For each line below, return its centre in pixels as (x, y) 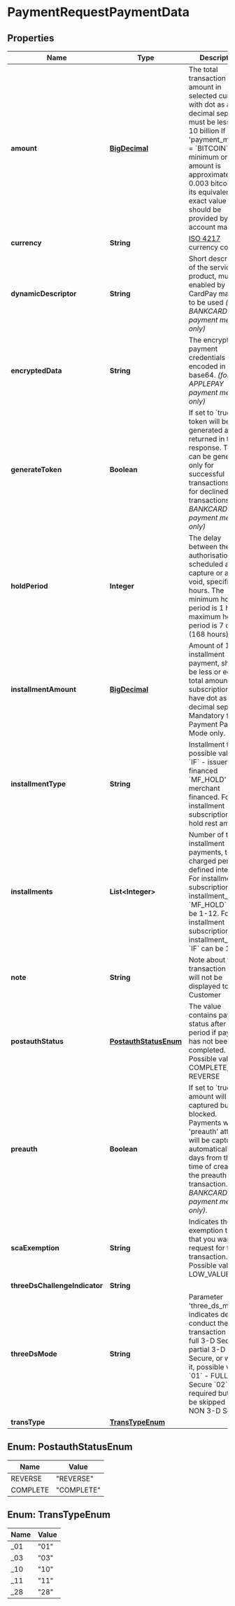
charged (202, 861)
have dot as (208, 698)
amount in (205, 87)
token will (204, 421)
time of (200, 1167)
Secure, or (206, 1358)
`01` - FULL (208, 1376)
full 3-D (202, 1341)
